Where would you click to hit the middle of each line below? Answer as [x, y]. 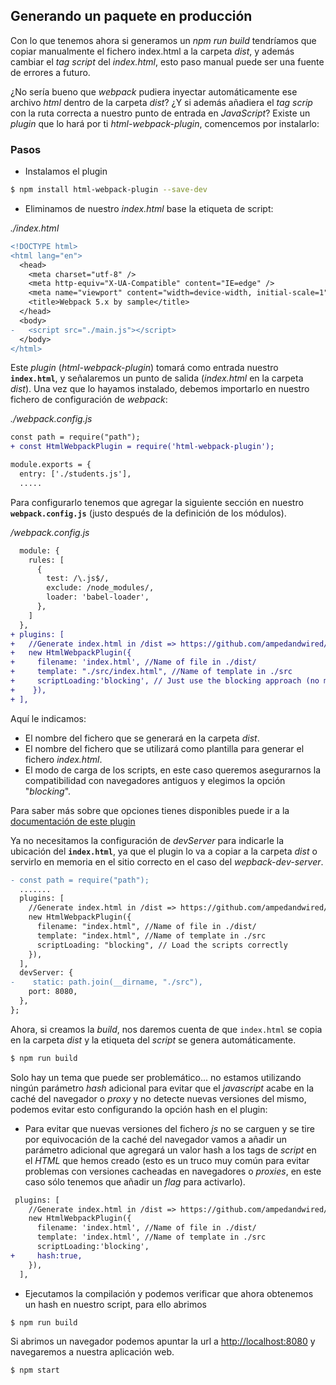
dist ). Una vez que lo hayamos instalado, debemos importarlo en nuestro [160, 389]
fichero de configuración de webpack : [89, 400]
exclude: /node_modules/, [100, 588]
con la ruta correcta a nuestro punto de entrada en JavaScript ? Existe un [160, 113]
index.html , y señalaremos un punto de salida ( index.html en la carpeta [157, 378]
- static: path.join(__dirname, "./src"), [106, 982]
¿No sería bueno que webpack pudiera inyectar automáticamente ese [154, 91]
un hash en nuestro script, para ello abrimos [115, 1304]
